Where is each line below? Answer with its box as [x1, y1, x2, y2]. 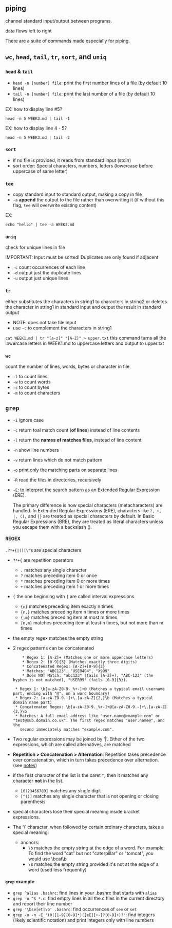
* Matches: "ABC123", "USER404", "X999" [22, 669, 110, 674]
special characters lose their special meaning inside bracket [12, 809, 140, 814]
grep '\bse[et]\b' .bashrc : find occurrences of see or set [12, 906, 137, 913]
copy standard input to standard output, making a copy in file [12, 191, 142, 197]
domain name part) [12, 700, 52, 705]
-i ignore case [12, 417, 44, 423]
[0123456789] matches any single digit [20, 788, 101, 793]
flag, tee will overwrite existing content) [12, 202, 97, 209]
